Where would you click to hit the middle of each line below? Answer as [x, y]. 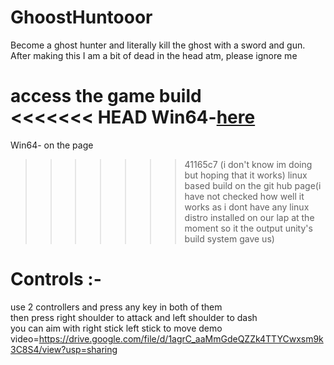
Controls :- [56, 279]
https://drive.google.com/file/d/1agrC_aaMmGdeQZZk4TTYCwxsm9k [181, 338]
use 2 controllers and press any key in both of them [116, 307]
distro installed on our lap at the [249, 217]
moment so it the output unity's [248, 228]
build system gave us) [229, 238]
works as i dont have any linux [247, 207]
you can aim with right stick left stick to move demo [116, 328]
